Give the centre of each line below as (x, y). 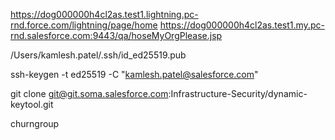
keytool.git (32, 104)
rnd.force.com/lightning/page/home (84, 25)
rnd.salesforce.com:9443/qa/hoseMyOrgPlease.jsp (116, 35)
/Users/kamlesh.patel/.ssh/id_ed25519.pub (98, 55)
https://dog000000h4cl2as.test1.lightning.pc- (104, 14)
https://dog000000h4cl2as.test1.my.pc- (242, 25)
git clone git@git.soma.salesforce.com (89, 93)
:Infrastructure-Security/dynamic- (238, 93)
